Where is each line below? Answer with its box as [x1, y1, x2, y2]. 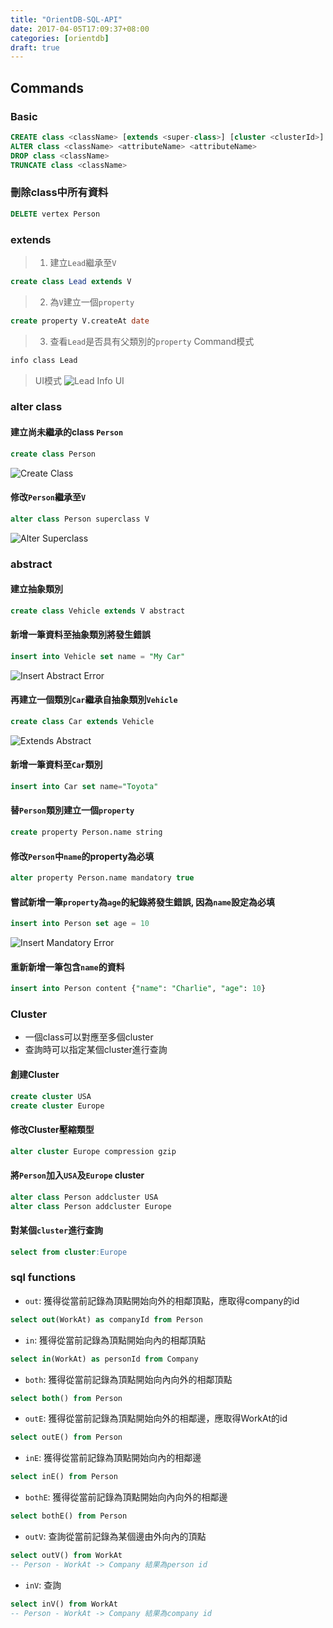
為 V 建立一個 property [49, 296, 135, 308]
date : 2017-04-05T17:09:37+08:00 [10, 24, 150, 34]
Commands [10, 79, 85, 96]
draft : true [10, 42, 60, 53]
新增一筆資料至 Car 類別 [10, 759, 103, 771]
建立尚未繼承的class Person [10, 426, 124, 438]
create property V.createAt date [10, 316, 150, 326]
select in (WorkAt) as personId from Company [10, 1354, 199, 1364]
